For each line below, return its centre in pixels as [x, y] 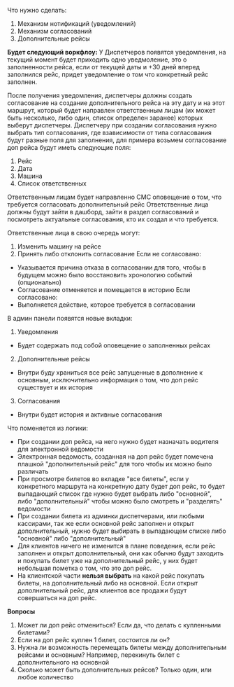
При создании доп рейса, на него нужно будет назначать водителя [118, 442]
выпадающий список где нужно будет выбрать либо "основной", [114, 494]
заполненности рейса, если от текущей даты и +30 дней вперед [104, 67]
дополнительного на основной [63, 662]
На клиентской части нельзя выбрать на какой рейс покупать [111, 576]
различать [33, 471]
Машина [30, 176]
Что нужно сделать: [37, 10]
